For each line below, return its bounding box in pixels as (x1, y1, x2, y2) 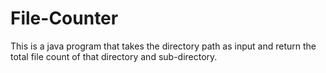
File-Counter (10, 7, 119, 30)
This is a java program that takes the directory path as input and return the (10, 40, 317, 52)
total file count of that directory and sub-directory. (10, 50, 218, 62)
